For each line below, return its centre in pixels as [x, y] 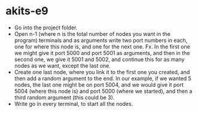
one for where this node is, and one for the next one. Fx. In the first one [102, 47]
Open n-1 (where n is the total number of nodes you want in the [92, 33]
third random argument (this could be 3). [64, 97]
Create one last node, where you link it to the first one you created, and [102, 72]
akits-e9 [27, 11]
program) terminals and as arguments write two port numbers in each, [101, 40]
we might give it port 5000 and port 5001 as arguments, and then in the [102, 53]
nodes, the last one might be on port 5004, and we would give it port [99, 84]
